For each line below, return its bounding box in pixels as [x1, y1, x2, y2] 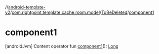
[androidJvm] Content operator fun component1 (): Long [5, 43, 119, 49]
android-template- [8, 4, 46, 10]
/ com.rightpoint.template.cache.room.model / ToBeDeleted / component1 [10, 9, 154, 15]
